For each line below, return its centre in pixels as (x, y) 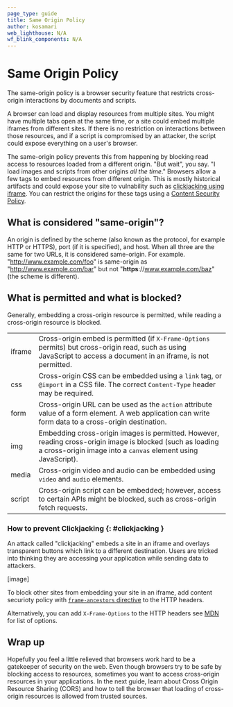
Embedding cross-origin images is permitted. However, (129, 433)
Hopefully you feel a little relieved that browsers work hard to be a (101, 659)
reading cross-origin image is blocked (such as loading (129, 441)
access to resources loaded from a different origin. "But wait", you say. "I (111, 164)
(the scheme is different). (43, 276)
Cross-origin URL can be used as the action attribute (126, 404)
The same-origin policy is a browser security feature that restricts (101, 93)
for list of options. (32, 620)
